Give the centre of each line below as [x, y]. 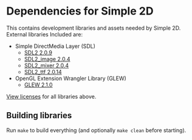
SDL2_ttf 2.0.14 [43, 72]
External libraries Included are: [45, 34]
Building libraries [39, 115]
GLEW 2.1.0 [38, 85]
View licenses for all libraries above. [51, 96]
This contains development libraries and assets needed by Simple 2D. [94, 28]
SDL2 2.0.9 [38, 52]
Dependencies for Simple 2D [80, 11]
